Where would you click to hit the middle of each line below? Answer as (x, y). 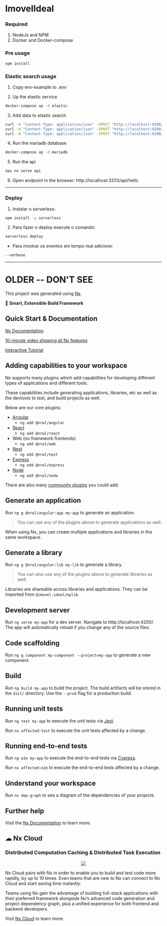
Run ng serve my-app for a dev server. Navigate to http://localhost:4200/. (80, 622)
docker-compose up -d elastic (37, 106)
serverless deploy (24, 237)
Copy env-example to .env (40, 87)
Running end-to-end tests (46, 746)
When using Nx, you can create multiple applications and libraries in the (79, 532)
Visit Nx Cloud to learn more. (35, 919)
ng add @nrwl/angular (42, 423)
